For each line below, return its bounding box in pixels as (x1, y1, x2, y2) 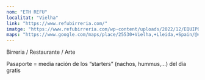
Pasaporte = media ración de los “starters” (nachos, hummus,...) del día (6, 60, 187, 68)
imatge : (6, 26, 26, 32)
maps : (6, 32, 20, 38)
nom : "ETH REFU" (6, 9, 48, 15)
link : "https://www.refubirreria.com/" (6, 20, 108, 26)
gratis (6, 67, 21, 74)
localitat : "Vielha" (6, 15, 59, 21)
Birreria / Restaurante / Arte (6, 48, 76, 56)
